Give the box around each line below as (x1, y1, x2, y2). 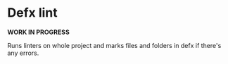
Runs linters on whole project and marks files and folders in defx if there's (7, 41, 222, 49)
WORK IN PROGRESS (7, 28, 70, 36)
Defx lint (7, 5, 58, 21)
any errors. (7, 49, 39, 57)
